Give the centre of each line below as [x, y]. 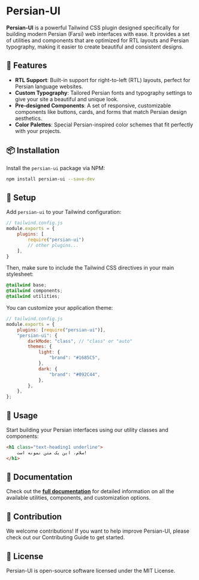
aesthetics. [28, 118]
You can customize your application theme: [60, 308]
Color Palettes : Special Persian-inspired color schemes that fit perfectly [104, 125]
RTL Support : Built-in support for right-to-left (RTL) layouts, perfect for [102, 80]
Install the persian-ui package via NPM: [56, 168]
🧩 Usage [22, 416]
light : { [49, 352]
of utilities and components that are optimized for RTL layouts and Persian [97, 40]
